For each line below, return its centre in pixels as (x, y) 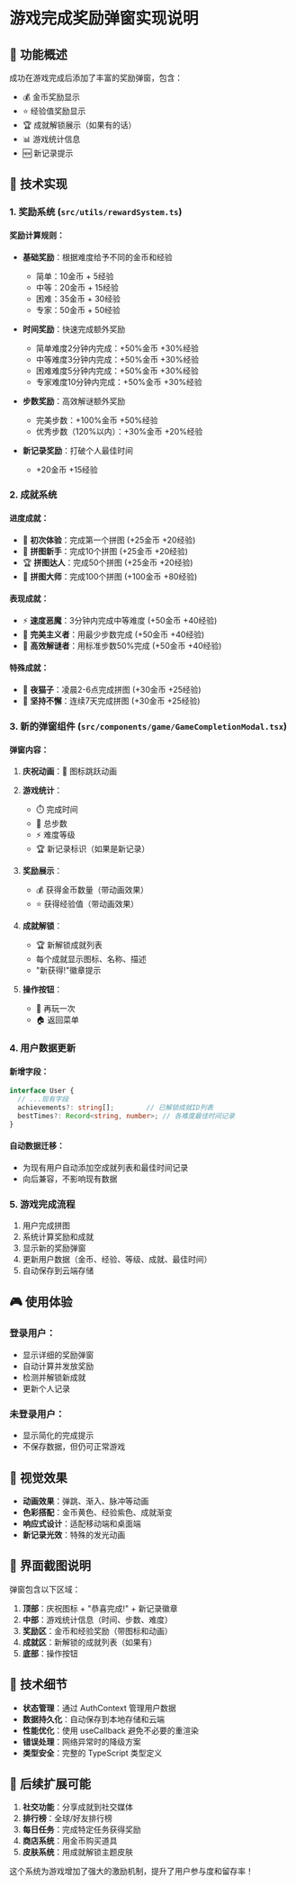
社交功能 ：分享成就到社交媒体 (77, 1807)
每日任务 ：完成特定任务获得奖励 (81, 1830)
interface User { (42, 1091)
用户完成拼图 (46, 1225)
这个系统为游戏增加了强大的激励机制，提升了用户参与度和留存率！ (131, 1872)
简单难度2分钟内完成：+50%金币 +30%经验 (117, 348)
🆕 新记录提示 (48, 153)
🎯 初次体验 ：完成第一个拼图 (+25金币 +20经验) (109, 540)
